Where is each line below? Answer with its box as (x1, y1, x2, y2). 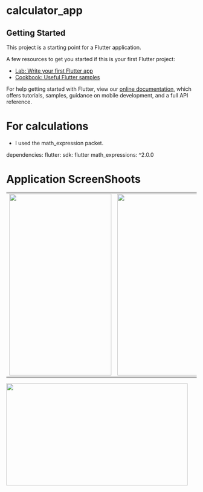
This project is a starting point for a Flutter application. (6, 44, 141, 51)
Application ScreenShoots (6, 172, 141, 186)
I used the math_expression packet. (14, 139, 104, 146)
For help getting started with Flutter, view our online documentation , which (6, 85, 192, 93)
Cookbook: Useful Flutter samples (14, 74, 100, 80)
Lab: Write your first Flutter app (14, 67, 94, 74)
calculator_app (6, 4, 83, 18)
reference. (6, 98, 32, 105)
